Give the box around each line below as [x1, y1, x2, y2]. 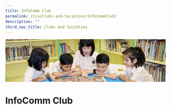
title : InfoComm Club [5, 8, 51, 13]
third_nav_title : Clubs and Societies [5, 24, 88, 30]
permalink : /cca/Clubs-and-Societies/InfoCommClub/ [5, 13, 117, 19]
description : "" [5, 19, 40, 24]
